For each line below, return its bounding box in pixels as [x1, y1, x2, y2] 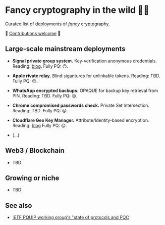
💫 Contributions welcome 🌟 [5, 30, 61, 36]
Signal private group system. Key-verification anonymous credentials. [12, 58, 157, 64]
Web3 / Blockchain [5, 146, 65, 155]
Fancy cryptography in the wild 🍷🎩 [5, 4, 150, 16]
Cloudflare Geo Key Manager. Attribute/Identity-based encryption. [12, 117, 150, 123]
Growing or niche [5, 174, 59, 182]
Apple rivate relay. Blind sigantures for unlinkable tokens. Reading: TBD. [12, 73, 161, 79]
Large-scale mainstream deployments [5, 45, 125, 53]
